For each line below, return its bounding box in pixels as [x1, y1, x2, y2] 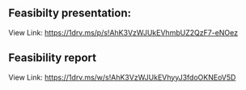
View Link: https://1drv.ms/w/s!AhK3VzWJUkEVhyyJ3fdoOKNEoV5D [8, 72, 236, 82]
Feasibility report [8, 51, 97, 65]
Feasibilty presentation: [8, 6, 132, 20]
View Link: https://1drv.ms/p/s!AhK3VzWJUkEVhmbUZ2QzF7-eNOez [8, 27, 239, 37]
